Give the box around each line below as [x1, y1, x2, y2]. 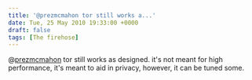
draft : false [8, 26, 51, 34]
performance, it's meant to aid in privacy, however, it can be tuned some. [8, 64, 245, 73]
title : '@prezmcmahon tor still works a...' [8, 11, 156, 20]
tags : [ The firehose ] [8, 33, 79, 42]
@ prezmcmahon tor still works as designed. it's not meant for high [8, 55, 224, 64]
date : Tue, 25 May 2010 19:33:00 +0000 [8, 19, 139, 27]
